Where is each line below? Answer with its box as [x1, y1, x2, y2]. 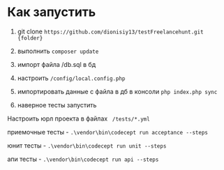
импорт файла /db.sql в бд [17, 60, 96, 68]
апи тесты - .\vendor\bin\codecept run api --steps [7, 155, 159, 163]
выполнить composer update [17, 47, 99, 55]
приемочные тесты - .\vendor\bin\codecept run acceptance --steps [7, 127, 208, 136]
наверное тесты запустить [17, 100, 97, 109]
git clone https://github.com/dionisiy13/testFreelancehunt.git [17, 27, 204, 36]
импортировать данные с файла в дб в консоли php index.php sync [17, 87, 218, 95]
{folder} [17, 34, 43, 42]
